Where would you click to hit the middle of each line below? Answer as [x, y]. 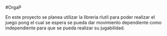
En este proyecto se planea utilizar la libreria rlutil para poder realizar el [80, 17]
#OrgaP [13, 7]
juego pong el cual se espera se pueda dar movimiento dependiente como [83, 23]
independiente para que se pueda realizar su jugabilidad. [65, 28]
